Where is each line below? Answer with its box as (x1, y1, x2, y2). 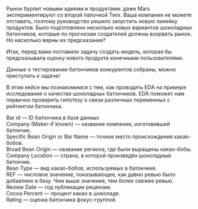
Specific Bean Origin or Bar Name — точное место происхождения (6, 133, 173, 140)
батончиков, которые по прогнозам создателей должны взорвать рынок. (6, 30, 193, 37)
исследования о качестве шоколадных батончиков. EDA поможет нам (6, 90, 185, 97)
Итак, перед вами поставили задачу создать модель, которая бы (6, 48, 172, 55)
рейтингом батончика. (6, 103, 63, 109)
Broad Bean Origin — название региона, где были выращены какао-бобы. (6, 145, 192, 153)
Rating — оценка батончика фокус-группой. (6, 196, 117, 203)
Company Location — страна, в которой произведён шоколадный (6, 152, 171, 159)
